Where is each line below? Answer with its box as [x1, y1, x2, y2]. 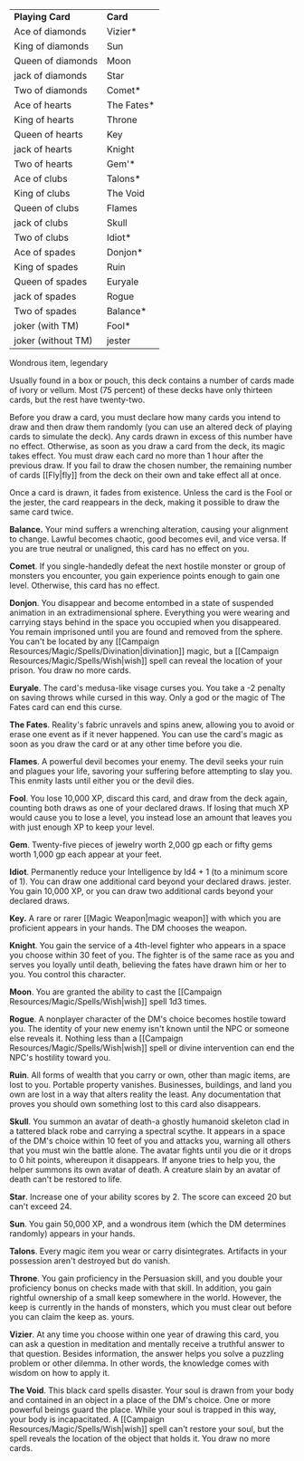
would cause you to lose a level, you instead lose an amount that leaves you [9, 812, 292, 822]
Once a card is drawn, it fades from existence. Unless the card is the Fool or [9, 487, 293, 497]
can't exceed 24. [9, 1201, 72, 1212]
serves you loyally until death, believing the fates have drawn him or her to [9, 959, 287, 970]
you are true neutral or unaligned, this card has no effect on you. [9, 543, 250, 553]
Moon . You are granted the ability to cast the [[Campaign [9, 986, 223, 997]
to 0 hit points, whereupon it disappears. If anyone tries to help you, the [9, 1155, 276, 1165]
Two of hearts [14, 158, 73, 170]
